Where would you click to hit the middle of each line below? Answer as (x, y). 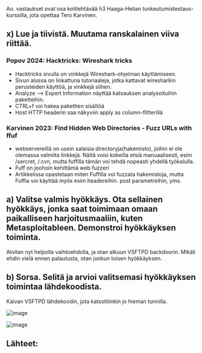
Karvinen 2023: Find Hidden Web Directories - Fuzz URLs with (99, 128)
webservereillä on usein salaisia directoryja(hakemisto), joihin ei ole (99, 148)
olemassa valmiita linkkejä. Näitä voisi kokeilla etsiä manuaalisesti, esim (103, 155)
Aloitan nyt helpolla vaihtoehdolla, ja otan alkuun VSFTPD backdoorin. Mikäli (101, 252)
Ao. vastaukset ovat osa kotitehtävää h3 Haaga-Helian (74, 9)
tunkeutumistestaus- (168, 9)
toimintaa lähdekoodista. (54, 287)
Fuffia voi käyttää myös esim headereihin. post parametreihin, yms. (98, 180)
